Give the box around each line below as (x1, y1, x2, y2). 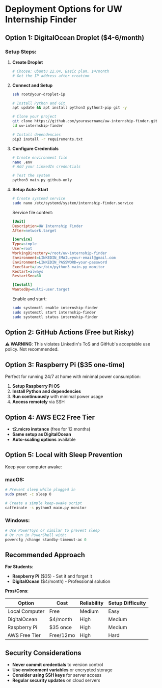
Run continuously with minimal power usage (12, 394, 104, 400)
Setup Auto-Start (12, 187, 49, 192)
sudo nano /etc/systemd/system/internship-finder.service (12, 201, 134, 205)
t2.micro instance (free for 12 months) (12, 426, 91, 432)
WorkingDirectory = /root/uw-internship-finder (12, 251, 107, 256)
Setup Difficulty (108, 600, 146, 606)
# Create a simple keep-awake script (5, 500, 82, 506)
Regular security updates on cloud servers (12, 677, 101, 684)
